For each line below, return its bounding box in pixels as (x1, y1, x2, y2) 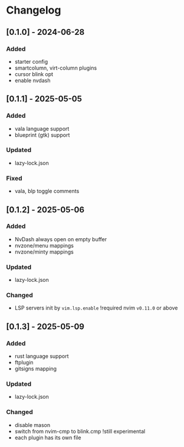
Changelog (6, 4, 61, 17)
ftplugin (14, 359, 34, 366)
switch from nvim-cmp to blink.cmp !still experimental (14, 428, 146, 435)
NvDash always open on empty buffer (14, 235, 107, 242)
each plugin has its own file (14, 434, 81, 441)
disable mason (14, 421, 51, 428)
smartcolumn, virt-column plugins (14, 64, 97, 71)
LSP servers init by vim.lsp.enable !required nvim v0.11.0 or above (14, 304, 178, 311)
